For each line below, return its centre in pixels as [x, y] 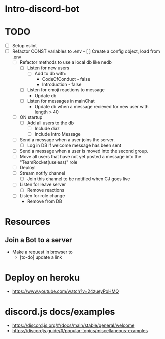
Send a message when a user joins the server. [67, 140]
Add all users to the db [51, 123]
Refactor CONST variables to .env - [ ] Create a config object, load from [86, 51]
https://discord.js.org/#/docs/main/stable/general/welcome [73, 325]
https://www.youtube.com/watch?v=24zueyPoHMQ [66, 291]
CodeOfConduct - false [66, 79]
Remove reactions [46, 190]
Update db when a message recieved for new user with [92, 106]
